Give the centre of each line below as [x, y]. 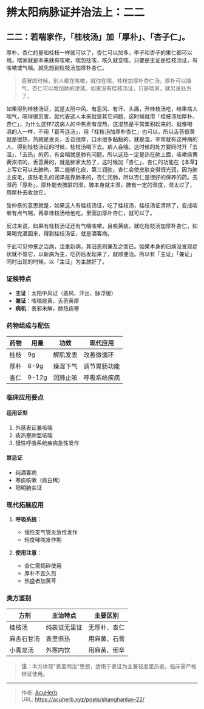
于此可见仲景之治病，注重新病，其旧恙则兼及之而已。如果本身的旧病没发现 [99, 246]
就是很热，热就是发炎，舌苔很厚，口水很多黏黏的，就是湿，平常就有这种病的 [102, 139]
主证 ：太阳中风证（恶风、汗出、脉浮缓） [66, 293]
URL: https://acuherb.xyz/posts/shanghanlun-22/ [83, 699]
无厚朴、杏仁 [107, 627]
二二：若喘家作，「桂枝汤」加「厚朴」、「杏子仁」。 [98, 37]
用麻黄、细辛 [107, 650]
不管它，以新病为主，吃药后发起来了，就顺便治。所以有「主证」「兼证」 [106, 254]
